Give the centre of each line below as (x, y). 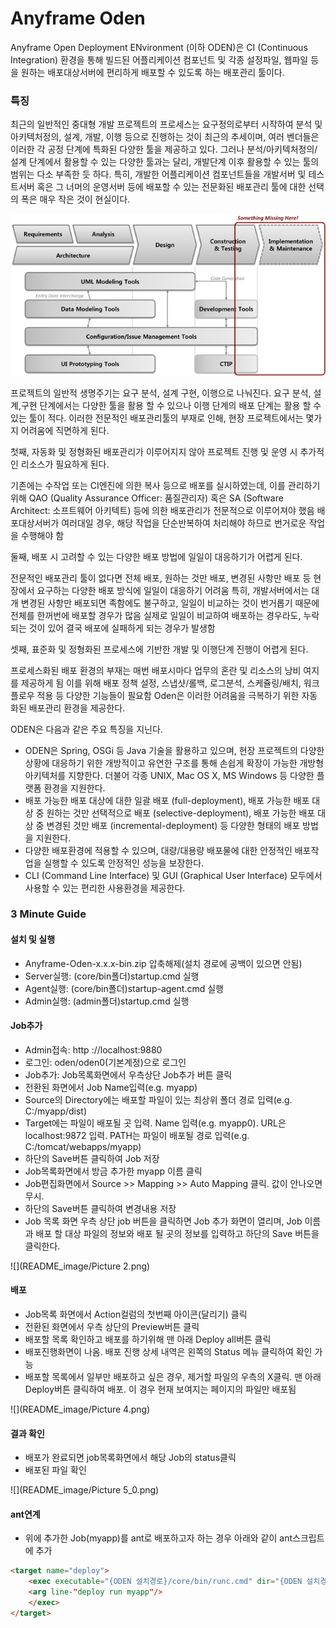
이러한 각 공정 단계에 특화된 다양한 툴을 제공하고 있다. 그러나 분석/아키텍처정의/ (164, 149)
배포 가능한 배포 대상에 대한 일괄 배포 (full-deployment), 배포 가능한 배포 (167, 800)
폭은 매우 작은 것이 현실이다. (75, 199)
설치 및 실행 (33, 939)
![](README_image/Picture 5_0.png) (85, 1490)
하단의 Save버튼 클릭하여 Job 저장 (92, 1158)
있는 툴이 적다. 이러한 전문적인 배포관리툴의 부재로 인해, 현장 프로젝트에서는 (157, 418)
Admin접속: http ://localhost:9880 (93, 1049)
